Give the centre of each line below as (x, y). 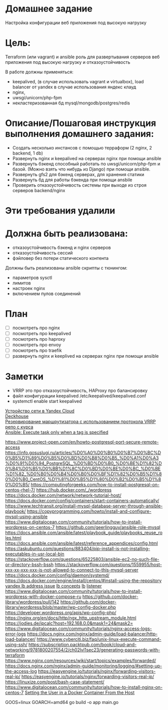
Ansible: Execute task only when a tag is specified (57, 433)
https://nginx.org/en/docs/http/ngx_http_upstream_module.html (71, 618)
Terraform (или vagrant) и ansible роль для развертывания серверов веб (82, 57)
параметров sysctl (32, 277)
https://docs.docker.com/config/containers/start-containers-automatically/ (82, 501)
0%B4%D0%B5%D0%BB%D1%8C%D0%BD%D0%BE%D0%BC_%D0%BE (83, 469)
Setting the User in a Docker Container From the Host (80, 692)
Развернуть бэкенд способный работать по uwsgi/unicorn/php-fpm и (86, 164)
